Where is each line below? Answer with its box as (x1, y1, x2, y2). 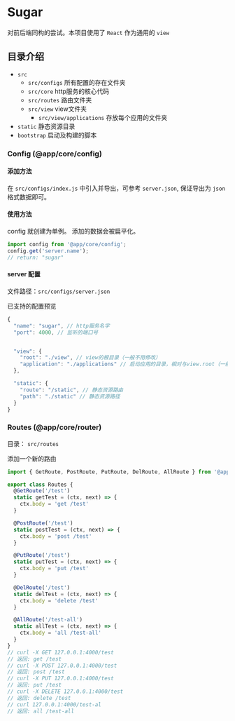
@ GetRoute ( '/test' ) (13, 487, 71, 494)
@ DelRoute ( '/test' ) (13, 584, 71, 591)
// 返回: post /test (7, 668, 65, 675)
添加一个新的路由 (7, 454, 57, 463)
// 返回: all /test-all (7, 708, 75, 715)
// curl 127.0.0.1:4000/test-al (7, 701, 101, 708)
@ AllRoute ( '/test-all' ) (13, 616, 83, 624)
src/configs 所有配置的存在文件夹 (27, 78, 126, 86)
